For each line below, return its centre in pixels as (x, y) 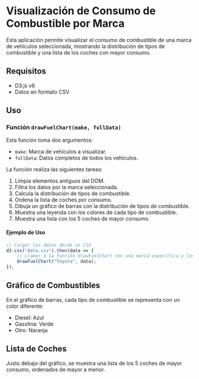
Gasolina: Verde (34, 324)
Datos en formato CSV (42, 92)
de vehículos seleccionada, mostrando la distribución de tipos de (86, 46)
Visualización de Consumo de (81, 11)
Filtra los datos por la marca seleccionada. (66, 187)
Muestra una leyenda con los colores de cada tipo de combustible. (96, 212)
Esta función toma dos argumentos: (49, 140)
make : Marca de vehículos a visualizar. (60, 152)
